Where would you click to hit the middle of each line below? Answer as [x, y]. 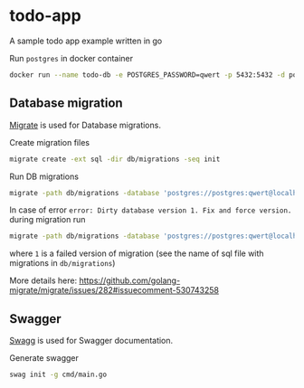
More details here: [43, 280]
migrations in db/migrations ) [62, 263]
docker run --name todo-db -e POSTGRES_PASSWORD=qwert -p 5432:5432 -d [147, 75]
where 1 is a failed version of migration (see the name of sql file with [137, 253]
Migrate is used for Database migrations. [85, 125]
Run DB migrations [44, 176]
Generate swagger [44, 358]
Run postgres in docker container [71, 58]
